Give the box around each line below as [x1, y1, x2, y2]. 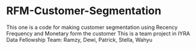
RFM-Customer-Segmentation [6, 4, 162, 18]
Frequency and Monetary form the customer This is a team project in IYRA [6, 30, 191, 37]
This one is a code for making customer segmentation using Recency [6, 24, 178, 31]
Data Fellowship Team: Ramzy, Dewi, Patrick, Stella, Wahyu [6, 36, 153, 43]
